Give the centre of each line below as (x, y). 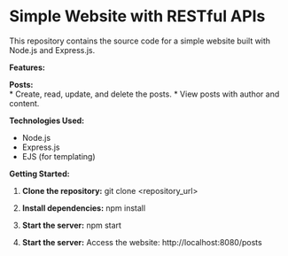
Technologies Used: (47, 120)
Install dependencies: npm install (84, 208)
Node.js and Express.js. (52, 50)
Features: (27, 67)
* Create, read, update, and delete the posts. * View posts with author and (144, 94)
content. (24, 103)
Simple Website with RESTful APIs (137, 16)
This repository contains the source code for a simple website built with (140, 41)
